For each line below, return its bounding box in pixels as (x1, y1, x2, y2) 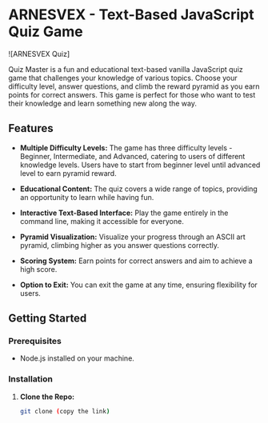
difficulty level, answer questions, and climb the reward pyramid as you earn (8, 82, 260, 91)
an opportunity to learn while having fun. (19, 192, 154, 202)
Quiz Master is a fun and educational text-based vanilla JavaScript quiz (8, 64, 244, 74)
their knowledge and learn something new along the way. (8, 98, 198, 108)
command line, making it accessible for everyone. (19, 216, 184, 225)
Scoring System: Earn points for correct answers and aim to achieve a (19, 256, 254, 265)
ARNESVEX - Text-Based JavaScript (8, 6, 254, 24)
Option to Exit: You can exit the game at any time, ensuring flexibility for (19, 280, 258, 289)
